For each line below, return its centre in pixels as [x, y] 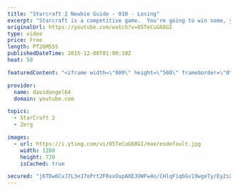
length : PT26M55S [33, 47]
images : [19, 137]
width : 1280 [38, 150]
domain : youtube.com [44, 99]
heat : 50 [20, 60]
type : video [25, 34]
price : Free [25, 40]
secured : [20, 176]
